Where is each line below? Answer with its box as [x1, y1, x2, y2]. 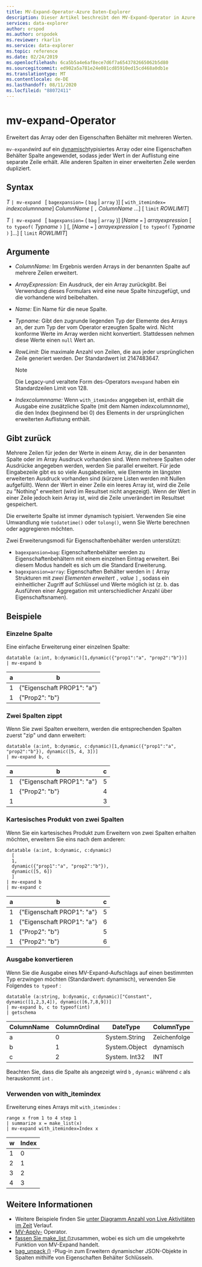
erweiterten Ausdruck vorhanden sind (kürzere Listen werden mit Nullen [6, 475, 186, 482]
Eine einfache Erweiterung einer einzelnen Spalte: [6, 643, 130, 650]
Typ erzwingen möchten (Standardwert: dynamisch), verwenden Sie [6, 975, 176, 983]
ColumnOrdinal [55, 1023, 100, 1031]
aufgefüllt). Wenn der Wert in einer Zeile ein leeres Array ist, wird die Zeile [6, 482, 190, 489]
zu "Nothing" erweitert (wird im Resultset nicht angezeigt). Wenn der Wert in [6, 488, 196, 495]
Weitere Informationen [6, 1199, 93, 1210]
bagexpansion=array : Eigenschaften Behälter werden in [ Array [14, 568, 170, 575]
